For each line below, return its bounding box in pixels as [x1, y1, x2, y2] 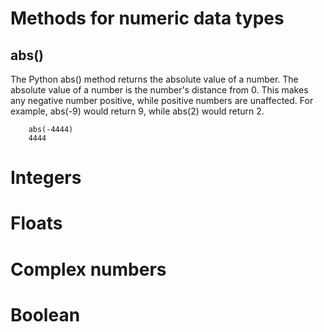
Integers [10, 167, 82, 189]
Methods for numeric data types [10, 7, 285, 30]
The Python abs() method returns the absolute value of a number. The [10, 73, 299, 85]
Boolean [10, 303, 81, 326]
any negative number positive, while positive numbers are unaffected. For [10, 95, 314, 106]
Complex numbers [10, 258, 167, 281]
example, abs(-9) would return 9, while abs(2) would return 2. [10, 105, 265, 117]
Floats [10, 212, 63, 235]
